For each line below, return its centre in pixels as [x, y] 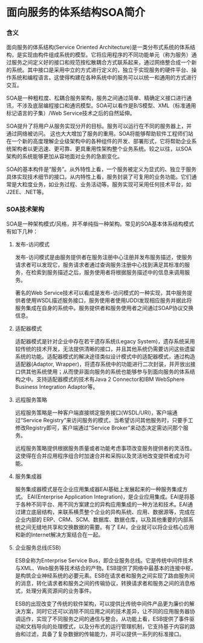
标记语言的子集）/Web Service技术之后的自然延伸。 [71, 113]
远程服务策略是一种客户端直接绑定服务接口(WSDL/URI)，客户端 [94, 412]
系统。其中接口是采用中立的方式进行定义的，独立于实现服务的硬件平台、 [101, 70]
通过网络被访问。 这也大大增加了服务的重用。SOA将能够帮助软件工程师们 [97, 133]
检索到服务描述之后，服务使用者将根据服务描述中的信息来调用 [108, 272]
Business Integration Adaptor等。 [56, 386]
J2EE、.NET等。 [27, 192]
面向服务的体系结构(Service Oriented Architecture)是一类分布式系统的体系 [98, 47]
